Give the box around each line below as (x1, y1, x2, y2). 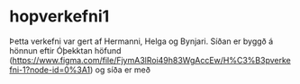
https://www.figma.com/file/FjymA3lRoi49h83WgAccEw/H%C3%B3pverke (12, 55, 291, 65)
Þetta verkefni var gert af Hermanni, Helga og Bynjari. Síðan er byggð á (9, 36, 274, 46)
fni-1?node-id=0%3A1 (9, 64, 91, 75)
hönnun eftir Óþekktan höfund (9, 45, 122, 55)
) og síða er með (89, 64, 151, 75)
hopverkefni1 (9, 6, 110, 27)
